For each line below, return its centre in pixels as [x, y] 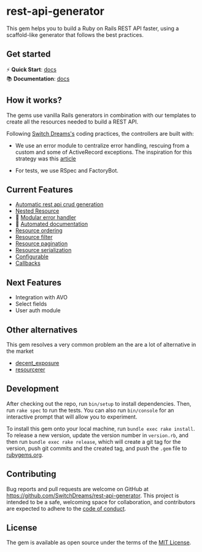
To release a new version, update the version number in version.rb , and [98, 435]
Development [33, 389]
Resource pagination [41, 243]
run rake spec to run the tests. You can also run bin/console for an [90, 410]
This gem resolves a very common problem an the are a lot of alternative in [101, 345]
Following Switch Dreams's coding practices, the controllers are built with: [100, 133]
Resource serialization [43, 250]
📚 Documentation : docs [38, 79]
